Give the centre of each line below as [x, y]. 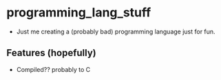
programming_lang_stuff [79, 13]
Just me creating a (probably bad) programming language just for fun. [116, 31]
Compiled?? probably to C [53, 69]
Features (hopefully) [52, 53]
